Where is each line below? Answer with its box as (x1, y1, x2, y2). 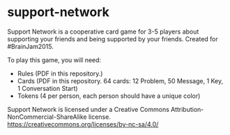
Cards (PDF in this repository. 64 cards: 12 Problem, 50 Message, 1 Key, (17, 76, 224, 85)
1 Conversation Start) (17, 84, 78, 92)
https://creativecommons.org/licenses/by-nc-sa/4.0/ (7, 120, 159, 128)
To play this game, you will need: (7, 55, 102, 64)
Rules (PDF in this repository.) (17, 69, 103, 78)
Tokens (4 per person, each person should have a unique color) (17, 92, 201, 100)
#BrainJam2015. (7, 42, 54, 50)
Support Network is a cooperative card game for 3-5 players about (7, 27, 199, 36)
